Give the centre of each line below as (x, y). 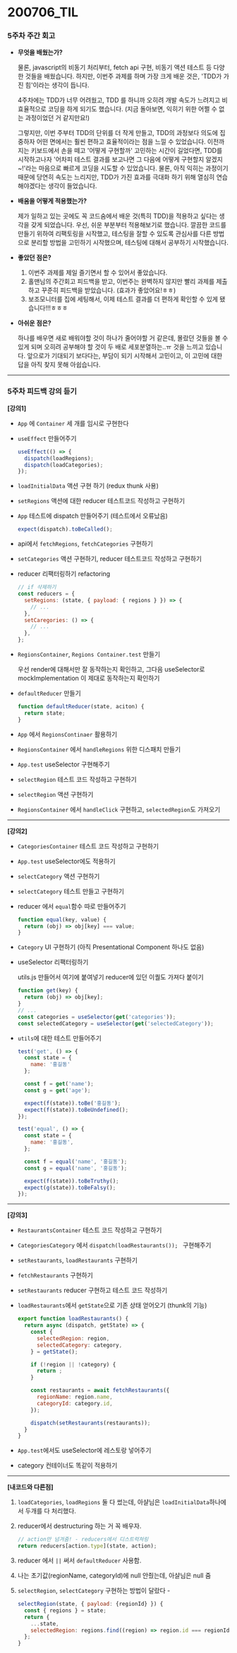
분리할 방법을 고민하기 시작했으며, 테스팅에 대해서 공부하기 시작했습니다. (130, 243)
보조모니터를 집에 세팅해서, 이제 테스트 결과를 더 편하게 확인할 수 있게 (123, 299)
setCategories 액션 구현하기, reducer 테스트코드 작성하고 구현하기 (110, 559)
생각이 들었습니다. (73, 186)
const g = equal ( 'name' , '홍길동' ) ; (76, 1168)
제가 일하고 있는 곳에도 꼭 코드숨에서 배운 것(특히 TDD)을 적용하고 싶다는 (117, 216)
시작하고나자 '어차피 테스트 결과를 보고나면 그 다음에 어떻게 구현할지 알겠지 (120, 159)
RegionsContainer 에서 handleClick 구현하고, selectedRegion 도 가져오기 (119, 809)
